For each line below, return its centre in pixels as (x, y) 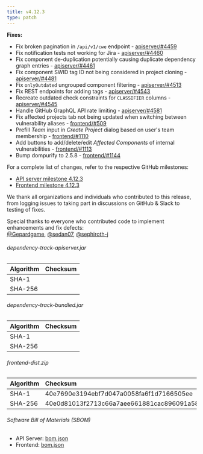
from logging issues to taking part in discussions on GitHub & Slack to (93, 203)
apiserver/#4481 (36, 78)
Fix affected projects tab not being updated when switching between (101, 117)
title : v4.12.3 (26, 12)
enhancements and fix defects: (45, 227)
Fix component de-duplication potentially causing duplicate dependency (106, 59)
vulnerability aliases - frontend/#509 (61, 123)
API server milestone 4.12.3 (49, 178)
